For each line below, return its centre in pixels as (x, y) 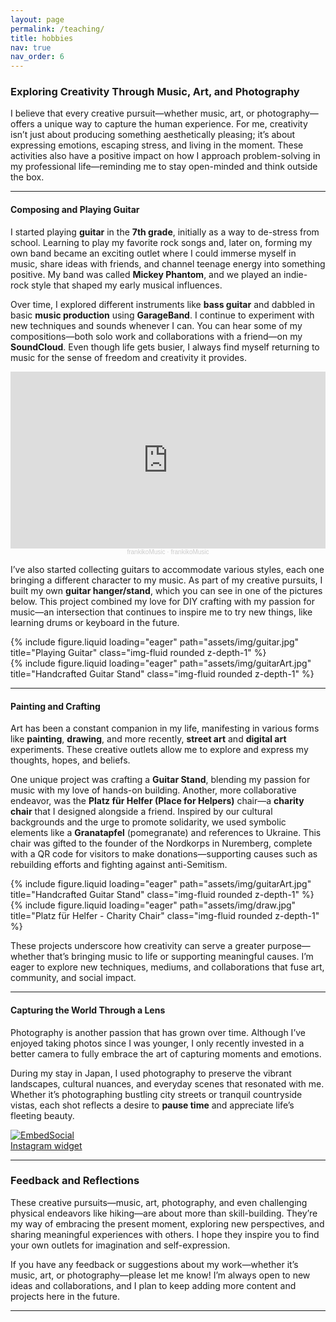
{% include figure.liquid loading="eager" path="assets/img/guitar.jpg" (155, 642)
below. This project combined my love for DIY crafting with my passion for (162, 602)
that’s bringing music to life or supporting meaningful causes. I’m (180, 957)
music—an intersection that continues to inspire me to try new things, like (161, 612)
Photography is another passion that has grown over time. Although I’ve (158, 1032)
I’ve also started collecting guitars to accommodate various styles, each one (167, 570)
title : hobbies (42, 38)
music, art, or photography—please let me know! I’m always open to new (160, 1275)
